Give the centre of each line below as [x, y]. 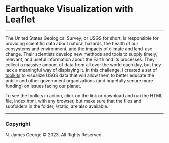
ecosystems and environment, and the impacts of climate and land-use [79, 49]
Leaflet [20, 20]
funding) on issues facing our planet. [43, 86]
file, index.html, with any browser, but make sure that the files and [73, 101]
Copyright [18, 124]
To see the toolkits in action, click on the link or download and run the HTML [84, 95]
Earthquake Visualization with [69, 9]
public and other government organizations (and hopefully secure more [79, 80]
